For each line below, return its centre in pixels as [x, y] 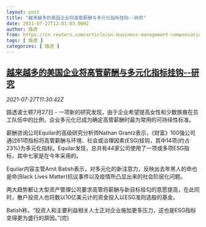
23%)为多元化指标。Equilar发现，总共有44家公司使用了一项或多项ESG [95, 148]
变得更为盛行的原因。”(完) [38, 218]
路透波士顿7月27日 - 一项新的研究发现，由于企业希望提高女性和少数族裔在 [100, 112]
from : [13, 35]
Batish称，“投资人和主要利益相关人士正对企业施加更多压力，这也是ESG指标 [101, 210]
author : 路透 [22, 29]
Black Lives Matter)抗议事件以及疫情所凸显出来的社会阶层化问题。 [102, 176]
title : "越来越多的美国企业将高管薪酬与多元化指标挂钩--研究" [76, 18]
